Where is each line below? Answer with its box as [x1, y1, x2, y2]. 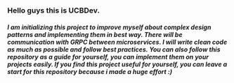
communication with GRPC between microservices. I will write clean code [7, 38, 228, 46]
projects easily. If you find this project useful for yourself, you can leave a [7, 60, 228, 68]
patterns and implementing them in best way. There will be [7, 30, 183, 38]
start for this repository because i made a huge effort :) [7, 67, 173, 75]
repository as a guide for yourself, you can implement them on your [7, 52, 209, 61]
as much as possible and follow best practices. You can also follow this [7, 45, 221, 54]
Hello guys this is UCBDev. [7, 6, 100, 15]
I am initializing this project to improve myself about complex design [7, 23, 212, 31]
